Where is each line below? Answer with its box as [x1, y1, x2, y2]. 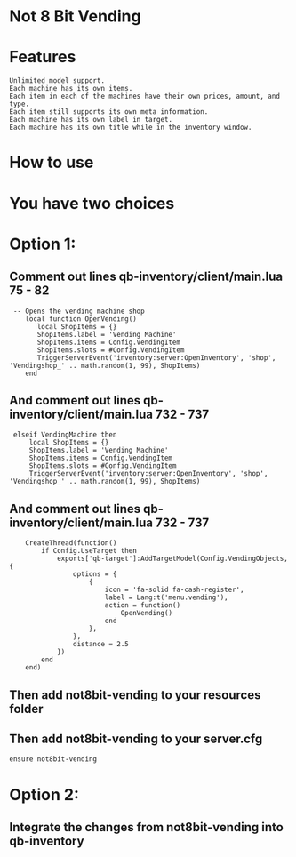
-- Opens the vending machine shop [12, 307, 145, 316]
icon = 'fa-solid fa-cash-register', [104, 585, 244, 595]
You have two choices [9, 193, 175, 213]
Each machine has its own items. [9, 84, 133, 93]
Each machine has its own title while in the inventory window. [9, 123, 252, 132]
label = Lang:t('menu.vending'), [104, 593, 228, 602]
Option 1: [9, 234, 76, 254]
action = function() [104, 601, 180, 610]
